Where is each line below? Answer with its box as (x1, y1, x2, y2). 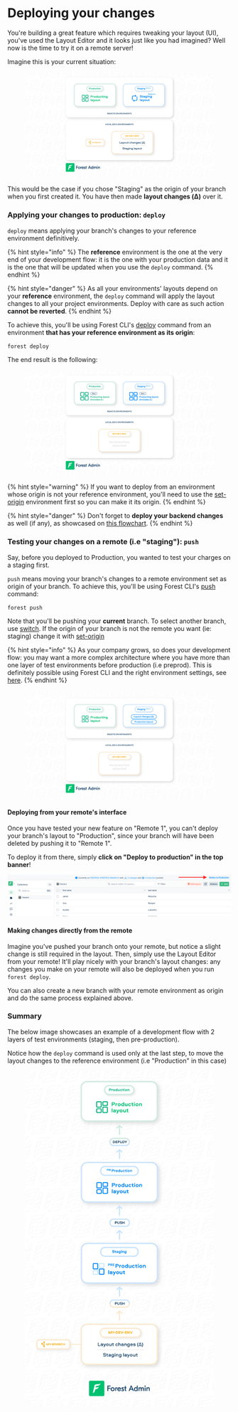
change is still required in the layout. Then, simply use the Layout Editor (7, 950, 217, 958)
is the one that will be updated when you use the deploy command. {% (7, 262, 214, 271)
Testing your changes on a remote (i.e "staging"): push (7, 537, 199, 547)
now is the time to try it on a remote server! (7, 43, 134, 52)
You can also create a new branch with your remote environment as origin (7, 986, 224, 994)
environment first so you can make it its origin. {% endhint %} (26, 498, 206, 506)
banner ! (7, 860, 31, 869)
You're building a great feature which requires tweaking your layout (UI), (7, 28, 219, 37)
